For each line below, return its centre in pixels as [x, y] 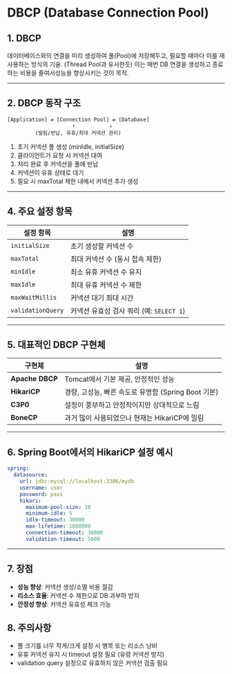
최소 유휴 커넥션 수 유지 [106, 272]
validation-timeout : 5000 [62, 539]
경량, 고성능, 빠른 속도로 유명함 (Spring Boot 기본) [142, 392]
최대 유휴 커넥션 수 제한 [106, 285]
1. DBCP [24, 38]
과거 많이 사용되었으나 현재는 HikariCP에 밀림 [134, 418]
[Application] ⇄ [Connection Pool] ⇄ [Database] [78, 119]
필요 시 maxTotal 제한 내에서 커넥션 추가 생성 [78, 181]
